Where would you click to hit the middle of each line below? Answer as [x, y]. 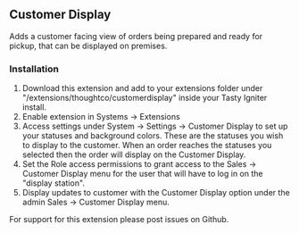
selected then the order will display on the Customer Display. [134, 154]
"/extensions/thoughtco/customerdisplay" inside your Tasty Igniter [145, 98]
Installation [34, 69]
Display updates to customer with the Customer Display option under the [156, 193]
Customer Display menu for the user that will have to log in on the [142, 174]
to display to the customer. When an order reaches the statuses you [147, 146]
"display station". [53, 183]
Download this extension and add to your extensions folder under [142, 88]
